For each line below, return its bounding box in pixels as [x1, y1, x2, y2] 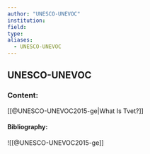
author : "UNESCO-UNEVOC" [7, 10, 81, 18]
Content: [7, 90, 39, 100]
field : [7, 23, 27, 30]
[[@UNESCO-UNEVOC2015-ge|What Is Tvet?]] [7, 107, 144, 115]
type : [7, 30, 23, 37]
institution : [7, 17, 46, 24]
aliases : [7, 37, 33, 44]
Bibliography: [7, 123, 48, 131]
